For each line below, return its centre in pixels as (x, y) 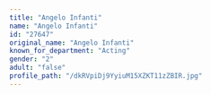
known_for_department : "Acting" (70, 51)
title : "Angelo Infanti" (56, 17)
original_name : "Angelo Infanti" (72, 43)
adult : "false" (38, 68)
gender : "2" (31, 59)
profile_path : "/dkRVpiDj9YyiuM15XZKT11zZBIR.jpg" (106, 76)
